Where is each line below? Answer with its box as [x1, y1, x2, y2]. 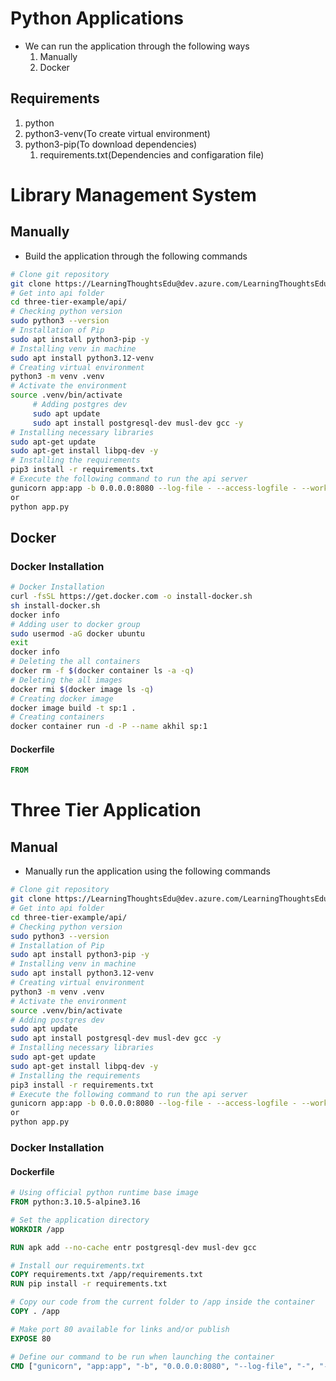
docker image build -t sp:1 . [10, 703, 137, 713]
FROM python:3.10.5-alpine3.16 [10, 1197, 141, 1207]
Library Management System [10, 183, 257, 206]
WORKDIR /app [10, 1224, 65, 1234]
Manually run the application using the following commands [24, 865, 272, 877]
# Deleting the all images [10, 675, 123, 685]
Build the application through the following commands [24, 250, 248, 262]
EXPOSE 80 [10, 1333, 52, 1344]
